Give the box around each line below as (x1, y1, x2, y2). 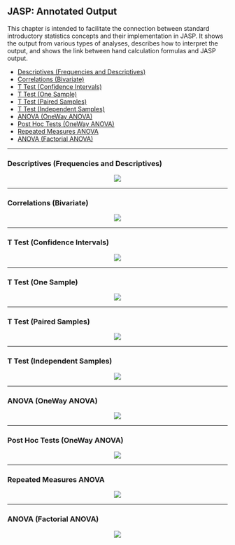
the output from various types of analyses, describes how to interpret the (7, 39, 219, 48)
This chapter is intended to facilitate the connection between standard (7, 24, 210, 32)
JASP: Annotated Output (7, 6, 117, 18)
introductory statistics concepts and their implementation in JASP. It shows (7, 32, 224, 40)
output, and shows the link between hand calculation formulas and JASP (7, 46, 216, 55)
